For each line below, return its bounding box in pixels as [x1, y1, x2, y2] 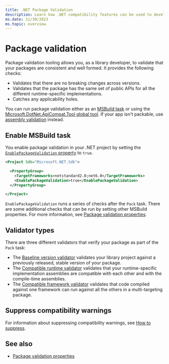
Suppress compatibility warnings [5, 306, 112, 315]
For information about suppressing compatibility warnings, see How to [5, 320, 151, 326]
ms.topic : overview [5, 21, 46, 27]
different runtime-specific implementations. [12, 91, 103, 97]
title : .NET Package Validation [5, 7, 73, 13]
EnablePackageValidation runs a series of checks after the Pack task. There [5, 201, 160, 207]
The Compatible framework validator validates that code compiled [12, 281, 150, 287]
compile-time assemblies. [12, 276, 66, 282]
